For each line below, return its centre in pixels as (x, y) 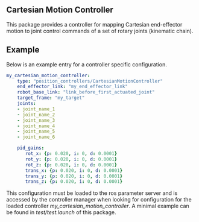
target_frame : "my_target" (51, 98)
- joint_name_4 (36, 126)
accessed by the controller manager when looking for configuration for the (99, 200)
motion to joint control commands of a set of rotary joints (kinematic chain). (100, 31)
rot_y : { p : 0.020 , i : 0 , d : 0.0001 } (71, 159)
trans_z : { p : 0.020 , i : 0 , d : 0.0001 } (74, 182)
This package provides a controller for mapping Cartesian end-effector (94, 24)
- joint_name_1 (36, 109)
